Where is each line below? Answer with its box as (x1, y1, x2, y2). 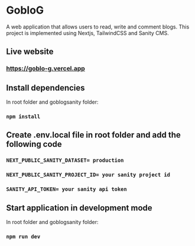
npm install (6, 113, 41, 120)
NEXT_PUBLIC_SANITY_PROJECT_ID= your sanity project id (6, 171, 170, 178)
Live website (6, 47, 54, 57)
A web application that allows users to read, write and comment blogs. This (6, 23, 190, 30)
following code (6, 139, 62, 149)
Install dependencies (6, 82, 85, 92)
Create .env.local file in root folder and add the (6, 130, 181, 140)
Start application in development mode (6, 203, 152, 213)
